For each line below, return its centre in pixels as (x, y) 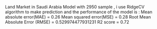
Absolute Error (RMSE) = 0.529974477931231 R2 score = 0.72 (67, 22)
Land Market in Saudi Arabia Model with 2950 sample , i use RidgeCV (75, 7)
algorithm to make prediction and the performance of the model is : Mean (79, 12)
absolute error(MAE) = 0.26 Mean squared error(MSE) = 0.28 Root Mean (78, 17)
